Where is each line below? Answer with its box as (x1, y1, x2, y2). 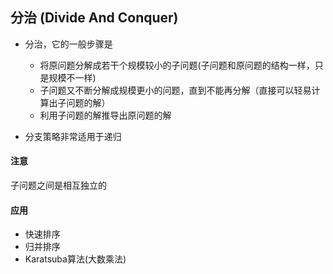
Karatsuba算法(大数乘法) (24, 253, 127, 265)
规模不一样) (48, 71, 97, 83)
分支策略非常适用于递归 (24, 130, 122, 142)
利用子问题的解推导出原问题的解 (39, 109, 172, 121)
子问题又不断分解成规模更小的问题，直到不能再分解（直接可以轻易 (39, 84, 312, 96)
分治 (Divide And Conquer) (10, 9, 179, 27)
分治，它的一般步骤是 (24, 38, 113, 50)
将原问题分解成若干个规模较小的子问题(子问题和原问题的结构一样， (39, 59, 315, 71)
